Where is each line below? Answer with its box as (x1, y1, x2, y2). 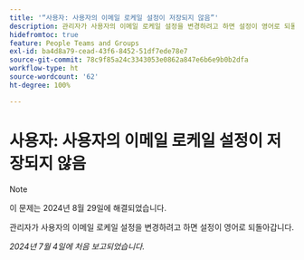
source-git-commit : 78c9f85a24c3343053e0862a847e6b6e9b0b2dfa (9, 55, 249, 64)
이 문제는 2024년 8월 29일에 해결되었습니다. (9, 202, 167, 213)
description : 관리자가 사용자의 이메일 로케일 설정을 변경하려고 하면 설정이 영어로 (9, 22, 280, 31)
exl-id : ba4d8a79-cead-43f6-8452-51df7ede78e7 (9, 47, 188, 56)
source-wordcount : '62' (9, 72, 100, 82)
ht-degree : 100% (9, 81, 71, 90)
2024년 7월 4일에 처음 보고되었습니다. (9, 241, 145, 252)
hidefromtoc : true (9, 30, 79, 39)
